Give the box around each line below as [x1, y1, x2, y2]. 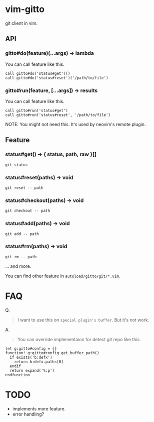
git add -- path [5, 231, 39, 237]
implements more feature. [12, 405, 66, 411]
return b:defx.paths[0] [14, 359, 64, 364]
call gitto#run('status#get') [5, 108, 68, 113]
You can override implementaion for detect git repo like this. [17, 336, 141, 342]
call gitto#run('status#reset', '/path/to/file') [5, 112, 111, 118]
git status [5, 162, 28, 167]
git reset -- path [5, 185, 43, 190]
